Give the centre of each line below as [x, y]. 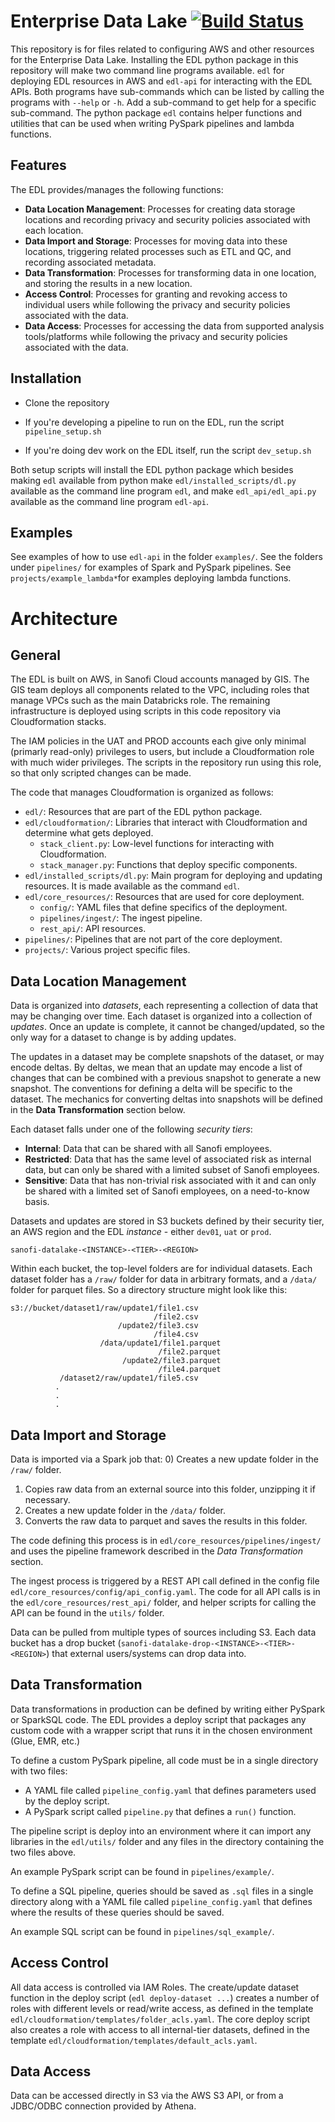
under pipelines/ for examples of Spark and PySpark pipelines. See [151, 567]
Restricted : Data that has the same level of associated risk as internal [168, 1159]
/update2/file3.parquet [171, 1361]
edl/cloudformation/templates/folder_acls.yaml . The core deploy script [160, 2019]
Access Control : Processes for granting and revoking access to [156, 294]
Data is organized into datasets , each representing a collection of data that [164, 1006]
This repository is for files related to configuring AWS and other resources [162, 49]
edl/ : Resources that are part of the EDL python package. [143, 812]
